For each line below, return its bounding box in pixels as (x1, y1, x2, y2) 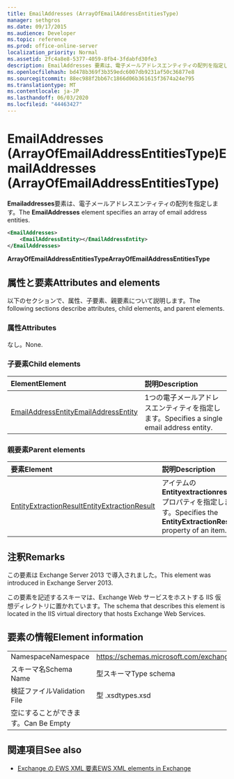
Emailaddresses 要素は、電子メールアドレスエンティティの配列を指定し (7, 199, 212, 208)
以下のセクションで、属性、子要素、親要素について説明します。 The (7, 297, 201, 305)
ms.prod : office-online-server (7, 43, 98, 49)
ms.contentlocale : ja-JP (7, 88, 79, 95)
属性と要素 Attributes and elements (7, 277, 160, 288)
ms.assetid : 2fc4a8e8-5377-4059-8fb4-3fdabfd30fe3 (7, 56, 157, 63)
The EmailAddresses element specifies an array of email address (18, 208, 208, 216)
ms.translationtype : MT (7, 82, 77, 88)
